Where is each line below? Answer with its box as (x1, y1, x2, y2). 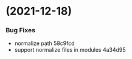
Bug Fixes (5, 26, 36, 35)
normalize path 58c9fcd (14, 40, 75, 47)
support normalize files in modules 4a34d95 (14, 46, 126, 54)
